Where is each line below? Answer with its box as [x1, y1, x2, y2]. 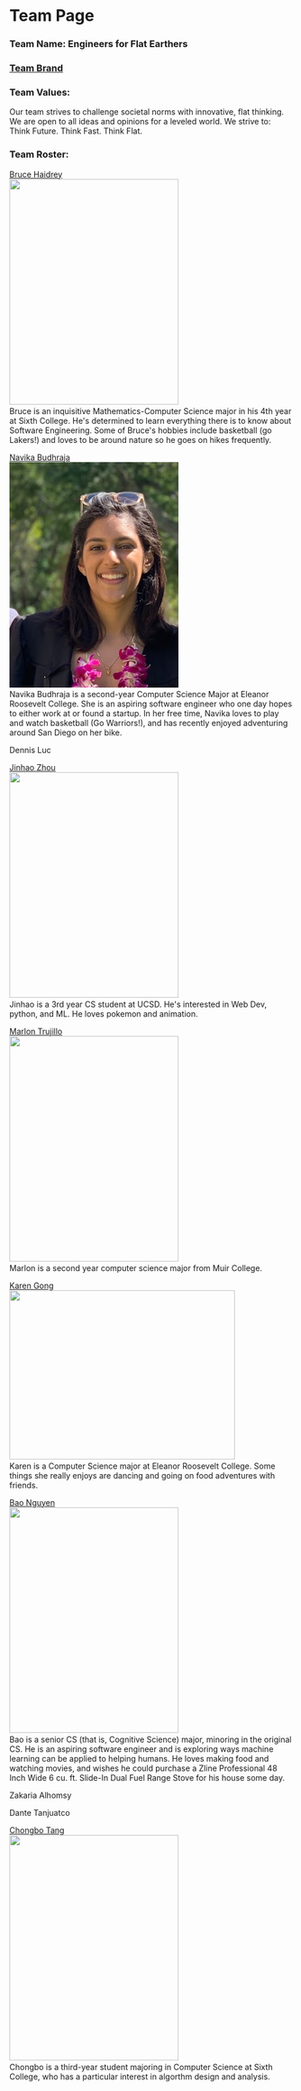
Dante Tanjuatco [9, 1807, 70, 1818]
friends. [9, 1479, 39, 1490]
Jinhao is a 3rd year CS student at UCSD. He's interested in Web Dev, [9, 999, 268, 1009]
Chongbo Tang [9, 1824, 65, 1836]
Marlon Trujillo [9, 1026, 63, 1036]
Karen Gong [9, 1280, 54, 1291]
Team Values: [9, 86, 70, 98]
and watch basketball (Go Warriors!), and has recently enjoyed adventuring [9, 717, 288, 728]
